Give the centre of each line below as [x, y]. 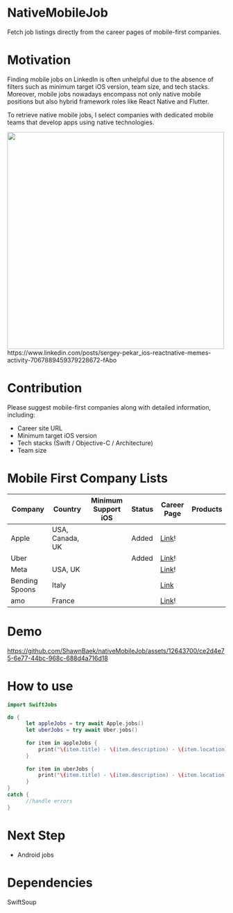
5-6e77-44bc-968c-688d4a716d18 [58, 658]
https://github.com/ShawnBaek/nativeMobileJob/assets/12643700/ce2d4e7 [116, 651]
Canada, [66, 538]
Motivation [39, 60]
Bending [24, 580]
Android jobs [35, 855]
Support [107, 509]
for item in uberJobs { [60, 769]
